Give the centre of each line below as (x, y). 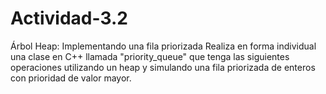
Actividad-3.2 (69, 18)
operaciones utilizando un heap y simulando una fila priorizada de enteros (163, 67)
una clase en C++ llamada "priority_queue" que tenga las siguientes (150, 56)
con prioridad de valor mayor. (71, 78)
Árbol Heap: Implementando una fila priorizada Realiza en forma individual (163, 46)
